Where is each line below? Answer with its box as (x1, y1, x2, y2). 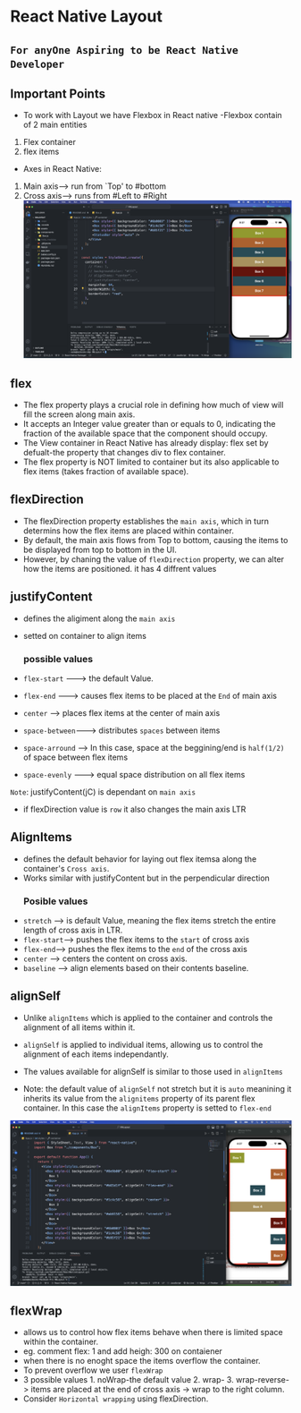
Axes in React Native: (22, 164, 102, 174)
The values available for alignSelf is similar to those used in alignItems (22, 1066, 284, 1077)
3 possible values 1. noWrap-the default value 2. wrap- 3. (22, 1375, 235, 1385)
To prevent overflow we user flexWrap (22, 1365, 163, 1375)
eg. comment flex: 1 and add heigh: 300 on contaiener (22, 1346, 222, 1357)
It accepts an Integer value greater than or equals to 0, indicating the (22, 419, 276, 430)
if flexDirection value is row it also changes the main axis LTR (22, 804, 247, 814)
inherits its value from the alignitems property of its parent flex (22, 1093, 255, 1103)
